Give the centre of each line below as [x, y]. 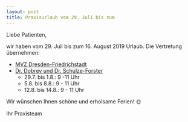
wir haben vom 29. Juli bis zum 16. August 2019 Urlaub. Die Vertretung [94, 46]
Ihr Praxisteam [24, 113]
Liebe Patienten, [27, 34]
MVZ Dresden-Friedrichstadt [51, 64]
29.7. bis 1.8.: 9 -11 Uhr [52, 77]
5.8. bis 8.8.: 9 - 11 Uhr [52, 83]
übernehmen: [23, 52]
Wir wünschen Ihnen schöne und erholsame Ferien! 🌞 [74, 101]
